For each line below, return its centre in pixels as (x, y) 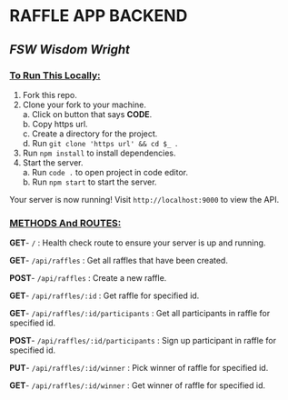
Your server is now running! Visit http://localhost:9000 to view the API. (144, 199)
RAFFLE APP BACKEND (99, 16)
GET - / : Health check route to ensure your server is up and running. (138, 243)
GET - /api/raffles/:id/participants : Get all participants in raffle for (140, 314)
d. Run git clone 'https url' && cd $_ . (100, 143)
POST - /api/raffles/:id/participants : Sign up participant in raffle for (143, 341)
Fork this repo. (50, 95)
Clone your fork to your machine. (84, 105)
